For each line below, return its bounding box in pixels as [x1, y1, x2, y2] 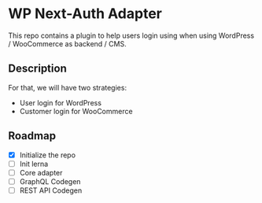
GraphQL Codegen [19, 176, 81, 186]
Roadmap [8, 129, 57, 142]
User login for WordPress [19, 98, 102, 107]
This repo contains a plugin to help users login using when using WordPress [8, 31, 254, 40]
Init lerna [19, 159, 49, 168]
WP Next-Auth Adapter [8, 5, 163, 23]
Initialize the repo [19, 150, 76, 160]
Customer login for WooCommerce [19, 106, 133, 116]
